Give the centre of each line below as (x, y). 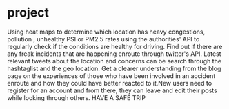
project (28, 13)
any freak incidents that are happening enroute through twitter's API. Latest (114, 54)
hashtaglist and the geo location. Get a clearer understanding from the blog (114, 68)
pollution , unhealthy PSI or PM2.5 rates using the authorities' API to (103, 39)
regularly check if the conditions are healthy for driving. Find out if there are (115, 46)
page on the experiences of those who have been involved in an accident (111, 76)
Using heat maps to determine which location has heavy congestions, (106, 32)
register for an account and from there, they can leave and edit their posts (112, 90)
